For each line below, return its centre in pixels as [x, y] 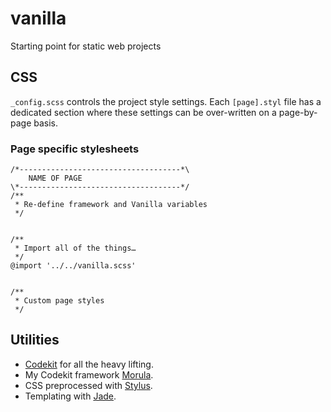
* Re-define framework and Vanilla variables [111, 205]
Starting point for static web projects [86, 46]
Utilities [35, 340]
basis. [46, 123]
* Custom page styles [59, 301]
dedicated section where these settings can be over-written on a [143, 112]
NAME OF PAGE [55, 178]
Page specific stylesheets [75, 149]
